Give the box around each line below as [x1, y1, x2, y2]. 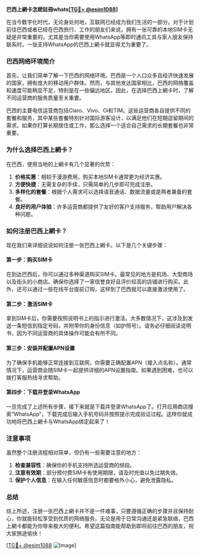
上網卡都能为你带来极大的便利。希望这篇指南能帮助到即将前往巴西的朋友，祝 [6, 522, 194, 530]
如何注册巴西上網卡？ [6, 227, 67, 235]
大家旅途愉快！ [6, 530, 43, 537]
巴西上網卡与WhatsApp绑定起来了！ [21, 418, 110, 425]
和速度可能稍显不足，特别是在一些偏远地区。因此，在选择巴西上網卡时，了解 [6, 87, 194, 94]
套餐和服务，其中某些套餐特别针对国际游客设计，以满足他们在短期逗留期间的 [6, 115, 194, 122]
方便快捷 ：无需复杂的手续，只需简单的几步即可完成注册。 [14, 180, 156, 187]
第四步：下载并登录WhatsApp [6, 388, 80, 396]
